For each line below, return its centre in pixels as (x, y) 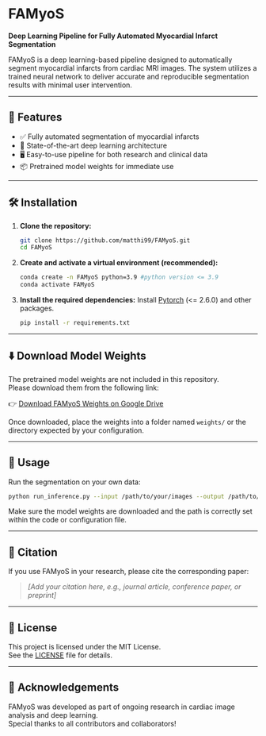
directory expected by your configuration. (76, 430)
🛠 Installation (43, 203)
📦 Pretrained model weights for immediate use (97, 166)
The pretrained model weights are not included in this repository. (114, 379)
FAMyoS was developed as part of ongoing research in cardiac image (122, 707)
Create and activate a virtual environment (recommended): (119, 263)
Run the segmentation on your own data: (74, 482)
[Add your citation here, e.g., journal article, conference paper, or (134, 587)
